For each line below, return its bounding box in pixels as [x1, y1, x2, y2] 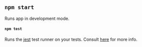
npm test [4, 27, 22, 31]
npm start [4, 4, 35, 11]
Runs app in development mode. [4, 16, 70, 21]
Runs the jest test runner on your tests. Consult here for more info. [4, 36, 138, 43]
